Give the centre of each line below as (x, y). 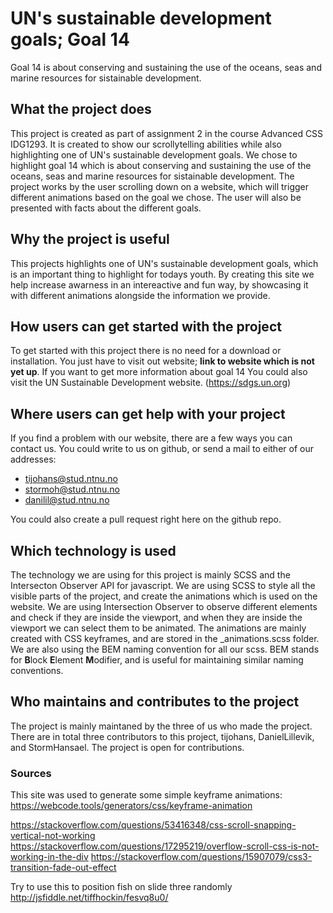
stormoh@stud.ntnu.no (72, 489)
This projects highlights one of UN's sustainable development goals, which (164, 263)
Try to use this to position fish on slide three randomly (121, 887)
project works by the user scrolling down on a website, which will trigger (160, 186)
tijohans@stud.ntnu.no (71, 479)
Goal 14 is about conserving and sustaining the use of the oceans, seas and (166, 67)
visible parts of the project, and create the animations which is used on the (164, 596)
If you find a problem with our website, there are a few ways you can (151, 438)
